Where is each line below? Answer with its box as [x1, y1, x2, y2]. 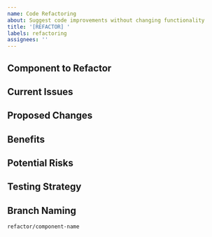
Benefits [7, 134, 45, 145]
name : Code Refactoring [7, 10, 77, 17]
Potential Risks [7, 157, 73, 169]
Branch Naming [7, 204, 77, 217]
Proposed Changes [7, 110, 93, 122]
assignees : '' [7, 36, 49, 43]
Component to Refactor [7, 62, 112, 74]
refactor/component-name [7, 223, 80, 231]
